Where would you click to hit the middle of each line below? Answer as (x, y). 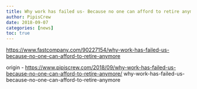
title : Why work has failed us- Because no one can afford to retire (93, 11)
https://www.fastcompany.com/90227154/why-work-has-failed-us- (88, 50)
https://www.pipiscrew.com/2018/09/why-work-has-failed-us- (101, 67)
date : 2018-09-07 (27, 22)
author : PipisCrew (28, 17)
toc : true (18, 33)
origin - (15, 67)
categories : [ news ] (30, 28)
